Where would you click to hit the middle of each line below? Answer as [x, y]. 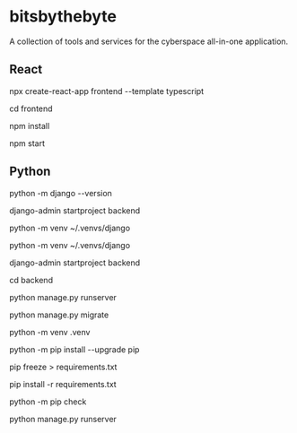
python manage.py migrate [59, 315]
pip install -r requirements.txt [63, 384]
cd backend [31, 280]
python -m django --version [61, 193]
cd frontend [31, 108]
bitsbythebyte [63, 17]
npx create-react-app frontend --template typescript [107, 91]
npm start [27, 143]
